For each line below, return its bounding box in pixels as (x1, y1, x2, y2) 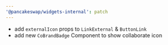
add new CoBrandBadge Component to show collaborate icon (14, 31, 163, 39)
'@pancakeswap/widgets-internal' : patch (5, 8, 109, 15)
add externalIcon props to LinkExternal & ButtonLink (14, 25, 147, 32)
